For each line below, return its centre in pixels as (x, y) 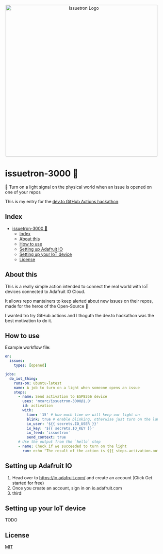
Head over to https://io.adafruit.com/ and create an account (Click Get (82, 477)
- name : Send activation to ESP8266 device (63, 397)
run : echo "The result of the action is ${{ (68, 451)
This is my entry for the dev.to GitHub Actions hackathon (62, 201)
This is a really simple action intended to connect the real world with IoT (77, 286)
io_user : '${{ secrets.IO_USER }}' (62, 424)
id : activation (38, 406)
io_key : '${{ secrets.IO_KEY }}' (60, 428)
